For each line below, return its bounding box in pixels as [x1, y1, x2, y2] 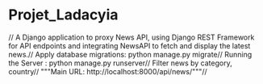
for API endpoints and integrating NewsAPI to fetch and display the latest [8, 40, 251, 50]
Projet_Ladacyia [8, 6, 119, 24]
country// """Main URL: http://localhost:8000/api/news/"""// [8, 66, 207, 76]
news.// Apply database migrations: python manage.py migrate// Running [8, 49, 253, 59]
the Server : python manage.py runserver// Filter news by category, [8, 58, 232, 68]
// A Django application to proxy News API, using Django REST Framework [8, 32, 255, 42]
